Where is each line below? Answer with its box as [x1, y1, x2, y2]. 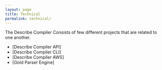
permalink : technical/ [5, 16, 51, 21]
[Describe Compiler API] [12, 44, 62, 50]
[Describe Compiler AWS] [12, 54, 65, 60]
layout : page [5, 7, 32, 12]
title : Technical [5, 12, 41, 17]
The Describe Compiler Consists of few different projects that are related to [5, 30, 158, 35]
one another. [5, 35, 31, 40]
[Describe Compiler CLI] [12, 49, 61, 55]
